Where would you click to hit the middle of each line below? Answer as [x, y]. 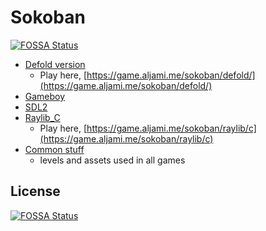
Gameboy [45, 96]
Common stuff [54, 149]
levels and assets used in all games [112, 160]
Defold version [55, 64]
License [35, 191]
